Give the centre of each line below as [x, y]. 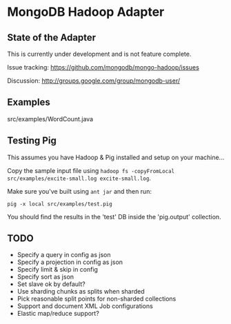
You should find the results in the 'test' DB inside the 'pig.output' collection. [114, 216]
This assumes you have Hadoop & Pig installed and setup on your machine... [116, 157]
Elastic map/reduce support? [58, 314]
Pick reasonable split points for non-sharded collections [97, 299]
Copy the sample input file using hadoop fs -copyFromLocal [91, 170]
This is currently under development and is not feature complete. [99, 54]
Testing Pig [32, 141]
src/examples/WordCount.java [50, 119]
